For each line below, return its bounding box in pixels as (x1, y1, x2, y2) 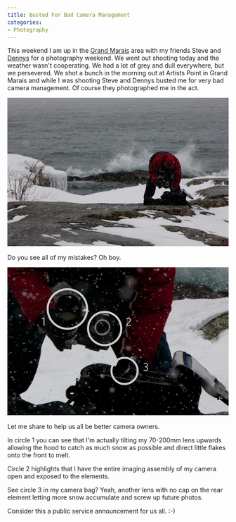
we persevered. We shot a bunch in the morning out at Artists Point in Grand (7, 69, 228, 77)
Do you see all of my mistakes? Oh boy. (7, 253, 122, 261)
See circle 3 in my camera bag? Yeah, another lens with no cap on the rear (7, 485, 223, 494)
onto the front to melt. (7, 451, 71, 459)
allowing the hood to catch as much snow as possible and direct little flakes (7, 443, 226, 452)
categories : (7, 18, 42, 26)
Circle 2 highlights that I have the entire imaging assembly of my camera (7, 464, 216, 473)
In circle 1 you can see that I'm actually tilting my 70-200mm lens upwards (7, 435, 222, 444)
